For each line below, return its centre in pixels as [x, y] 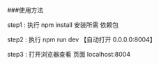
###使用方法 [25, 10]
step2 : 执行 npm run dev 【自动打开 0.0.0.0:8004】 [82, 39]
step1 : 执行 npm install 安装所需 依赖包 [63, 25]
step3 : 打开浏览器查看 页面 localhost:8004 [69, 54]
